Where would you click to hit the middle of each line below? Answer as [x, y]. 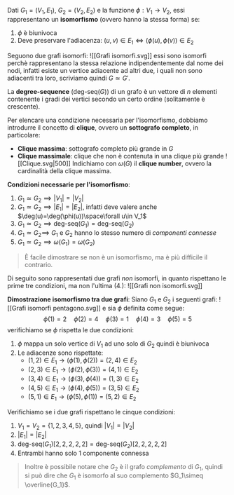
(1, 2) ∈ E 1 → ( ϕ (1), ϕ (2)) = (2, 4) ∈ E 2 [83, 361]
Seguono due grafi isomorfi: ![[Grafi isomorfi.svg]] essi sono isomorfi [107, 55]
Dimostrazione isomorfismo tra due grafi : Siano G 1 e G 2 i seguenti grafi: [112, 300]
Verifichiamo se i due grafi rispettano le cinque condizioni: [91, 412]
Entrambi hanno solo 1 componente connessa [83, 453]
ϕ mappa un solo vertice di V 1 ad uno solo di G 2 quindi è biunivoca [113, 345]
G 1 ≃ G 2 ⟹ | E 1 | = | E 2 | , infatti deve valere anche [87, 208]
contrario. [39, 264]
